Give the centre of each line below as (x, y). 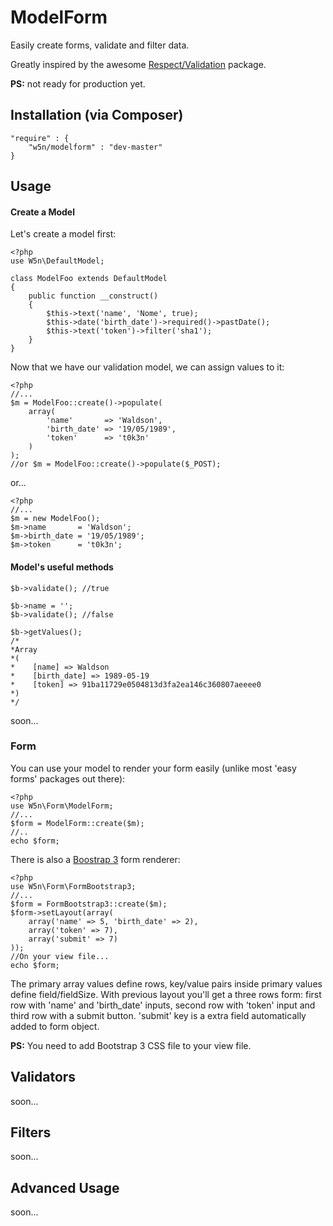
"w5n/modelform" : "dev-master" (95, 147)
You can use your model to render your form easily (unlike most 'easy (153, 768)
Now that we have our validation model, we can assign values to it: (147, 367)
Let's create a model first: (63, 234)
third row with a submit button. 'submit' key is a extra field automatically (158, 1015)
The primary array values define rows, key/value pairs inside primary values (166, 983)
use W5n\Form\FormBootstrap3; (73, 886)
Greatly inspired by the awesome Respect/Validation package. (138, 64)
